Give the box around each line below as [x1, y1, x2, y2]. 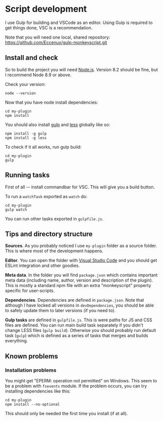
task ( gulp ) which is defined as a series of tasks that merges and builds [5, 332, 148, 338]
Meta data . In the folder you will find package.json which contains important [5, 272, 158, 278]
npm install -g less [5, 135, 47, 140]
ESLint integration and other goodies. [5, 263, 80, 268]
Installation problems [5, 367, 57, 374]
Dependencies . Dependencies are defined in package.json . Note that [5, 297, 144, 303]
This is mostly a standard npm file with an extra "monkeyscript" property [5, 283, 151, 288]
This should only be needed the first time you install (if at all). [5, 411, 128, 417]
